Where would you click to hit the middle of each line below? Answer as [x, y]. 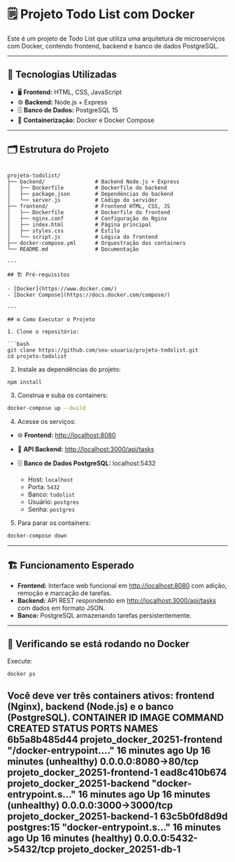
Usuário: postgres [53, 502]
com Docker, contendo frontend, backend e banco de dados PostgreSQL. [113, 46]
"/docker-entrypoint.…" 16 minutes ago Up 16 [109, 751]
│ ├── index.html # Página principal [79, 225]
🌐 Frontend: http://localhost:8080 [66, 435]
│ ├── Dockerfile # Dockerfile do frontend [89, 212]
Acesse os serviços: [47, 422]
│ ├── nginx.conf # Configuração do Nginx [87, 218]
